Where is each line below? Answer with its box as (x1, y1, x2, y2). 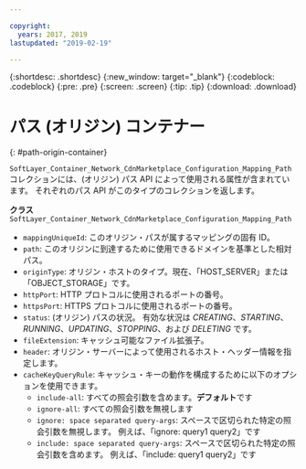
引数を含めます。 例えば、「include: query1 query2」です (44, 449, 258, 460)
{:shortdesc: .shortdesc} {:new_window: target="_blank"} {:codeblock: (9, 71, 276, 82)
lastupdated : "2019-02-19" (9, 38, 112, 48)
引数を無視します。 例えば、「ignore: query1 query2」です (44, 426, 261, 437)
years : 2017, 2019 (17, 29, 89, 39)
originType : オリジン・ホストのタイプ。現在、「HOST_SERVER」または (22, 266, 289, 277)
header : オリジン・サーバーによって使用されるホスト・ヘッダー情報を (22, 346, 284, 357)
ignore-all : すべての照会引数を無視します (36, 403, 194, 414)
